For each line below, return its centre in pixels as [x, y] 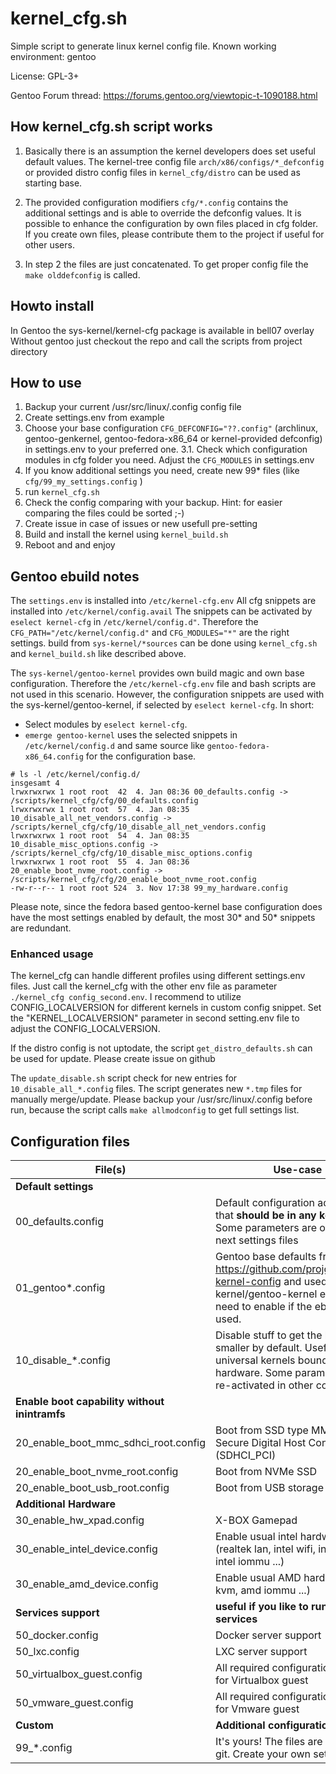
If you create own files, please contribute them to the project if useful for [174, 234]
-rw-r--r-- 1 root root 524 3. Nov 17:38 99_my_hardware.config [149, 888]
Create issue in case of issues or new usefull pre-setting [141, 524]
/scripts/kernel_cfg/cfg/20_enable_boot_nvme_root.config [133, 880]
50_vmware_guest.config [74, 1703]
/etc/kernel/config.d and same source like [114, 746]
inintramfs [40, 1414]
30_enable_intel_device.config [86, 1549]
